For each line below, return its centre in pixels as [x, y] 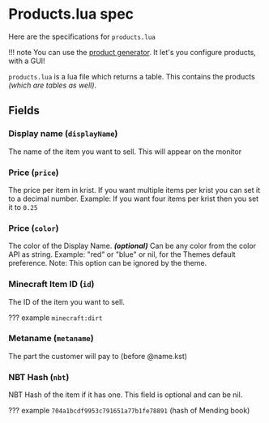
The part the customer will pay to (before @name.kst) [98, 356]
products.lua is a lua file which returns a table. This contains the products [132, 76]
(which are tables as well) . [53, 85]
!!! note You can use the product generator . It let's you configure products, [132, 52]
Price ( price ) [34, 173]
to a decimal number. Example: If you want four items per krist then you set [134, 199]
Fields [24, 111]
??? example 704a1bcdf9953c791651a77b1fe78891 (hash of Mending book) [129, 411]
